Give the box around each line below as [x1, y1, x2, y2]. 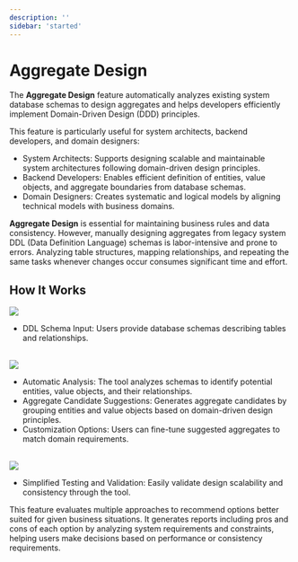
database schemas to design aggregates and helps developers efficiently [9, 100, 281, 110]
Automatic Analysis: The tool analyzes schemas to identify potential [22, 376, 273, 387]
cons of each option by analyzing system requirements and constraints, [9, 523, 275, 534]
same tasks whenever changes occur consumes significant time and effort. [9, 257, 288, 268]
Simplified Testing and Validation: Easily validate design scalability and [22, 478, 284, 488]
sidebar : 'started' [9, 22, 83, 31]
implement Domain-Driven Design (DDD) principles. [9, 109, 200, 119]
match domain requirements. [22, 434, 129, 444]
